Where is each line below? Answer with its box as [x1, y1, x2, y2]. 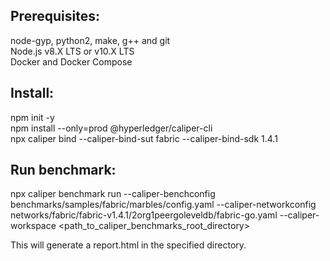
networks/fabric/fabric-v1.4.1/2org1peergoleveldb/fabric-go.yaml [10, 209, 278, 221]
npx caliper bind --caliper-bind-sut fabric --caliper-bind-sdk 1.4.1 [10, 132, 278, 144]
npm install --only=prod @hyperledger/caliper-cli [10, 122, 213, 134]
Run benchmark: [10, 162, 117, 179]
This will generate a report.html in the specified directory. [10, 239, 247, 251]
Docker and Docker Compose [10, 55, 133, 68]
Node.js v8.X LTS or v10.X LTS [10, 45, 135, 57]
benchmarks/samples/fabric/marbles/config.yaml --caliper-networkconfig [10, 199, 317, 211]
